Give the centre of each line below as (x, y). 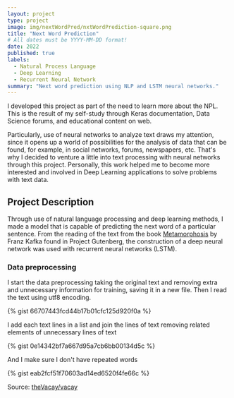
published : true (31, 54)
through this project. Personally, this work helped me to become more (109, 165)
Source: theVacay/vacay (43, 387)
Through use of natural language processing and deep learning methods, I (115, 219)
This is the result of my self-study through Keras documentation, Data (109, 114)
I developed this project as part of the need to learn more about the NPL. (113, 106)
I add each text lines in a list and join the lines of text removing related (109, 325)
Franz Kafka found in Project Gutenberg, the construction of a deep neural (115, 241)
